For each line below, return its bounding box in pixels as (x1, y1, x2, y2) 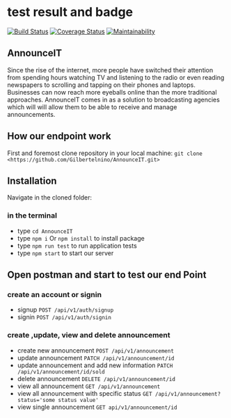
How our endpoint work (7, 130, 111, 143)
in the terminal (7, 211, 58, 220)
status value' (58, 396, 99, 403)
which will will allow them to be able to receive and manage (7, 102, 177, 111)
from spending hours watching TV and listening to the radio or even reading (7, 73, 225, 81)
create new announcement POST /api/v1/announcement (17, 346, 174, 355)
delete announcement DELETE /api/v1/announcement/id (17, 374, 176, 383)
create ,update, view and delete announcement (7, 330, 170, 340)
